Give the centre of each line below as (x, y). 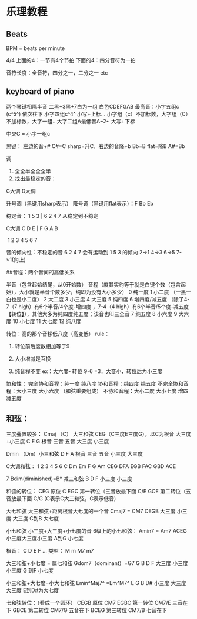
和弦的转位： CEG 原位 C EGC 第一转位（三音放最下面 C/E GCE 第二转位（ (96, 491)
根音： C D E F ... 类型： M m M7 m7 (50, 550)
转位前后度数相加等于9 (42, 346)
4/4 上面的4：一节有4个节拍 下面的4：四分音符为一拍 (71, 60)
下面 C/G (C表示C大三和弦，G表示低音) (69, 498)
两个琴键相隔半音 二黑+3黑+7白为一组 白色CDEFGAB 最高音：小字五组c (93, 106)
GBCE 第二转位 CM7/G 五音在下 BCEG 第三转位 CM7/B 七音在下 (90, 610)
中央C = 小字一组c (28, 133)
